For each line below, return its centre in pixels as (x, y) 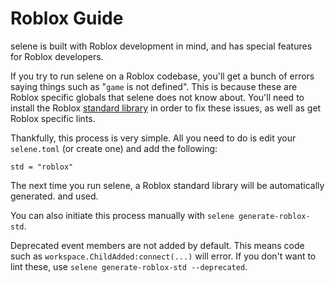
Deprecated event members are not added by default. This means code (157, 245)
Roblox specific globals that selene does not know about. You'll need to (157, 97)
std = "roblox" (42, 167)
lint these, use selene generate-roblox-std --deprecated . (129, 266)
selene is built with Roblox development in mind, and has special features (161, 46)
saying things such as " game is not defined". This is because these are (154, 86)
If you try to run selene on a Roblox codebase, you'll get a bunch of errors (162, 76)
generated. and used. (54, 196)
